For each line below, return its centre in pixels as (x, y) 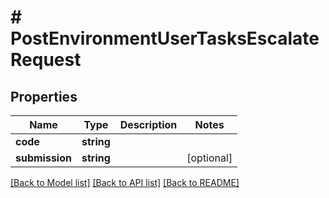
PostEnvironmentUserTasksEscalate (165, 38)
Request (46, 60)
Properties (44, 96)
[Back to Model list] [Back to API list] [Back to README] (125, 182)
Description (148, 124)
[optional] (209, 158)
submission (43, 158)
